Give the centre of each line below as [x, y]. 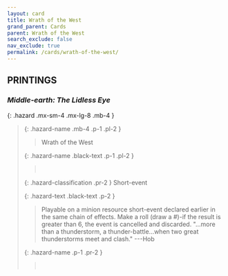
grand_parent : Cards [37, 26]
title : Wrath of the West [44, 20]
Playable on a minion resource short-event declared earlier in [128, 209]
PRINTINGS [32, 80]
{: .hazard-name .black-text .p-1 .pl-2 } [79, 155]
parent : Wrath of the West [46, 33]
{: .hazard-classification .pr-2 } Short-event [86, 182]
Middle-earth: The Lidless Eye [59, 100]
